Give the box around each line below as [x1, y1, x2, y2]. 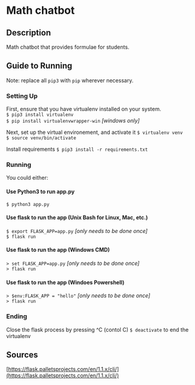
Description [6, 28, 51, 38]
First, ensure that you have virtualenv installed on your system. [6, 106, 161, 113]
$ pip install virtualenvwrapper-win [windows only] [6, 117, 140, 124]
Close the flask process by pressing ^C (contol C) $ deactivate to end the [6, 326, 189, 333]
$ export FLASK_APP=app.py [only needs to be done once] [6, 227, 148, 234]
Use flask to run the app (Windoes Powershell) [6, 279, 125, 286]
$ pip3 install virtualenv [6, 112, 74, 118]
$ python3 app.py [6, 201, 50, 207]
